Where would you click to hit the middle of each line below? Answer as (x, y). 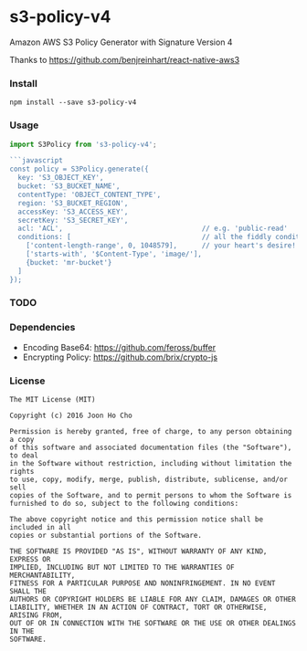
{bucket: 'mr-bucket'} (69, 262)
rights (22, 472)
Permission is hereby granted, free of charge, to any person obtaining (151, 432)
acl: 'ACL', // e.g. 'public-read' (153, 229)
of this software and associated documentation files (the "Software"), (151, 448)
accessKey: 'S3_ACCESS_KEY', (73, 212)
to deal (24, 456)
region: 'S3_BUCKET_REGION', (73, 203)
